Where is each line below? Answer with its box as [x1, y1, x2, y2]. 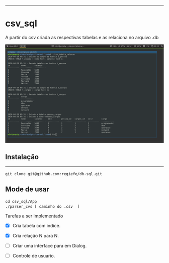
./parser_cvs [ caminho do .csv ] [5, 204, 80, 209]
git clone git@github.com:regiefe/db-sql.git [5, 171, 102, 176]
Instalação [5, 153, 39, 161]
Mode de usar [5, 185, 49, 194]
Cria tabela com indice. [12, 222, 61, 228]
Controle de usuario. [12, 252, 55, 258]
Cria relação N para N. [12, 232, 59, 238]
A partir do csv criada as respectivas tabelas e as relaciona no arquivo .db [5, 34, 159, 40]
